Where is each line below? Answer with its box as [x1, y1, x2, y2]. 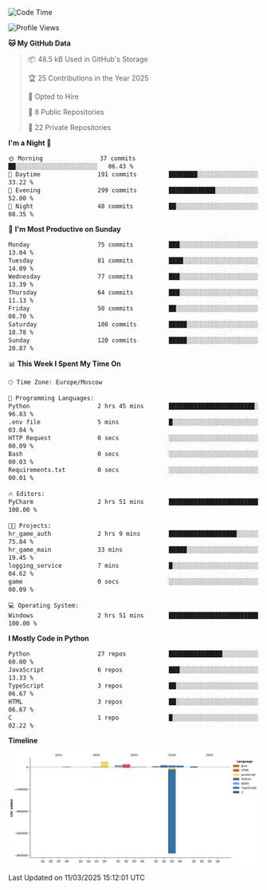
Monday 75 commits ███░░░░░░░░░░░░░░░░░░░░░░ [8, 241, 259, 249]
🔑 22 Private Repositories [27, 123, 112, 132]
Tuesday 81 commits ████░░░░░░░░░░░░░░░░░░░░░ [8, 257, 259, 265]
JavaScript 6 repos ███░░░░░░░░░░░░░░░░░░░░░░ [8, 666, 259, 674]
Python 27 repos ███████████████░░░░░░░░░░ [8, 650, 259, 658]
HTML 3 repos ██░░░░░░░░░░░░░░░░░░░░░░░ [8, 698, 259, 706]
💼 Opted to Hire [27, 92, 80, 101]
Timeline [8, 736, 38, 745]
